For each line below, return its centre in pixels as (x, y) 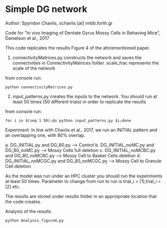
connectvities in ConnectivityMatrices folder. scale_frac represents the (86, 63)
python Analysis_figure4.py (35, 220)
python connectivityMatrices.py (39, 87)
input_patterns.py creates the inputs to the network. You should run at (85, 96)
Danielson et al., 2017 (27, 38)
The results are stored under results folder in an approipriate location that (81, 196)
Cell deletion (18, 166)
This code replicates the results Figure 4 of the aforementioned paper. (78, 48)
